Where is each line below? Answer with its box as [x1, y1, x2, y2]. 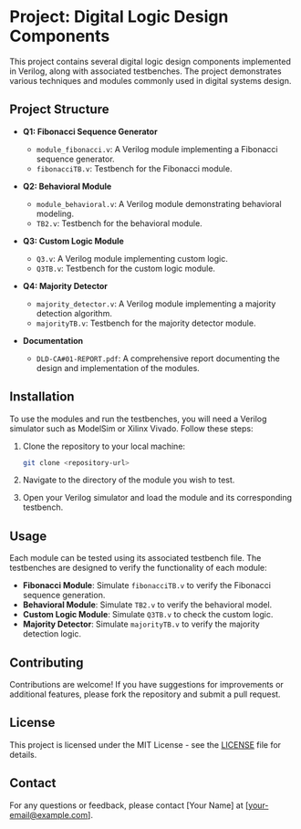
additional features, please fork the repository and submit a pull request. [9, 689, 281, 699]
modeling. [36, 208, 75, 219]
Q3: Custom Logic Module [22, 235, 125, 246]
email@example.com [9, 809, 88, 820]
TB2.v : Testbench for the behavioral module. [36, 217, 202, 229]
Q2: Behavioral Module [22, 181, 112, 192]
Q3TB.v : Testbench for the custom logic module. [36, 263, 216, 274]
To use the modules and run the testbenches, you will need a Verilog [9, 413, 267, 424]
